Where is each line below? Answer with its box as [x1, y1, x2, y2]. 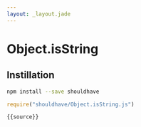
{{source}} [6, 114, 39, 121]
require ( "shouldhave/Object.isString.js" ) [6, 101, 135, 108]
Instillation [6, 69, 55, 82]
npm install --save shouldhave [6, 88, 100, 95]
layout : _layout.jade [6, 10, 71, 18]
